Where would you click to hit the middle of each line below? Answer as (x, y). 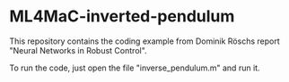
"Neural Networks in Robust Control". (78, 50)
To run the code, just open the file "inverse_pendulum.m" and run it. (135, 68)
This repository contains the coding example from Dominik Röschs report (144, 41)
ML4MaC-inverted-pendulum (122, 16)
